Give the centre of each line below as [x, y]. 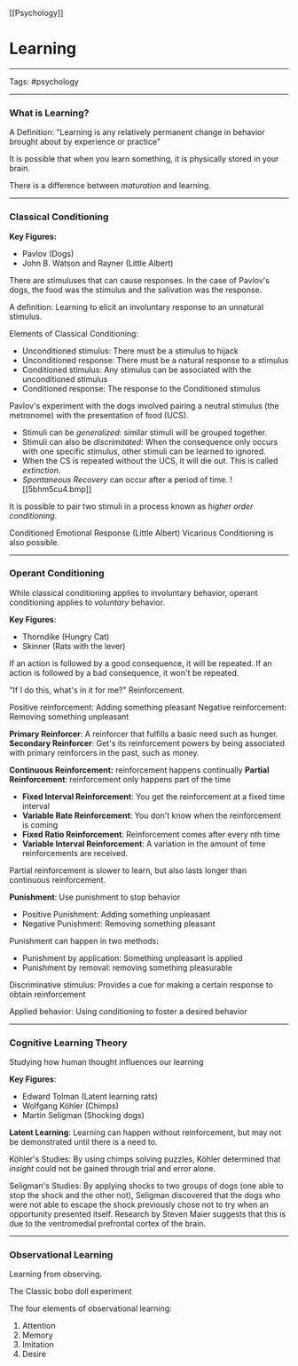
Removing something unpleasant [69, 716]
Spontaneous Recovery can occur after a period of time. [125, 480]
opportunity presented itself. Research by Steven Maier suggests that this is [148, 1214]
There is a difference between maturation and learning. [110, 186]
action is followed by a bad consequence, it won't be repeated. [124, 672]
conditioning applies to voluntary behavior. [87, 602]
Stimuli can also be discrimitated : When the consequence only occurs [150, 441]
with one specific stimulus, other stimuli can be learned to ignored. [144, 451]
